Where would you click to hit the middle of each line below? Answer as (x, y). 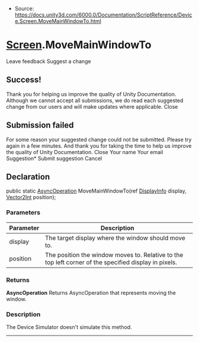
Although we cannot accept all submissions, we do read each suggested (95, 100)
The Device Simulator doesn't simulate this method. (69, 327)
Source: (24, 9)
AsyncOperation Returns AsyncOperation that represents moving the (91, 292)
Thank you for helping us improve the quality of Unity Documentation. (91, 94)
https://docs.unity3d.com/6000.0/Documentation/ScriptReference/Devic (103, 15)
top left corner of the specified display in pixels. (111, 262)
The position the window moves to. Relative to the (114, 255)
